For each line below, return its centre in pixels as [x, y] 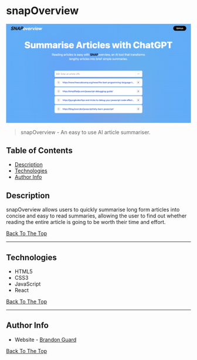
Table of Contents [40, 151]
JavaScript [28, 284]
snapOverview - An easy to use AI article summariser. [85, 132]
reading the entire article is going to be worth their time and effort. [86, 222]
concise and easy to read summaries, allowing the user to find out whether [96, 216]
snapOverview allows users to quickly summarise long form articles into [93, 210]
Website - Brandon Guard [45, 339]
